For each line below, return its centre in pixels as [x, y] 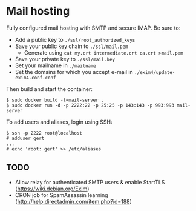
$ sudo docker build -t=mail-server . [55, 100]
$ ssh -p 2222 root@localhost [44, 133]
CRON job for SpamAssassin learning [61, 195]
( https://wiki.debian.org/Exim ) [52, 189]
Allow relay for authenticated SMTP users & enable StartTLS [90, 182]
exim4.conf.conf [35, 78]
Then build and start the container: [49, 89]
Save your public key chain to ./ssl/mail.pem [71, 46]
